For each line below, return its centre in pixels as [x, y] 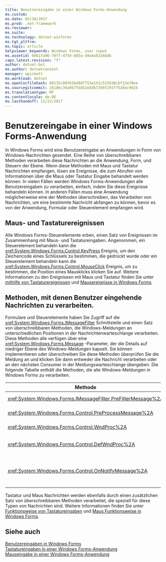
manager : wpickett [24, 74]
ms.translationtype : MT [30, 92]
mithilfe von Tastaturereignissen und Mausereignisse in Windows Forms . [79, 282]
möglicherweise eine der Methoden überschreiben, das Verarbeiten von [78, 197]
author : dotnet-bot [25, 65]
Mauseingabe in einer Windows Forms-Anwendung [57, 554]
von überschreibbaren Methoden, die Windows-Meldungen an [69, 328]
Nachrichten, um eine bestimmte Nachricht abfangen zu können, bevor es [80, 202]
